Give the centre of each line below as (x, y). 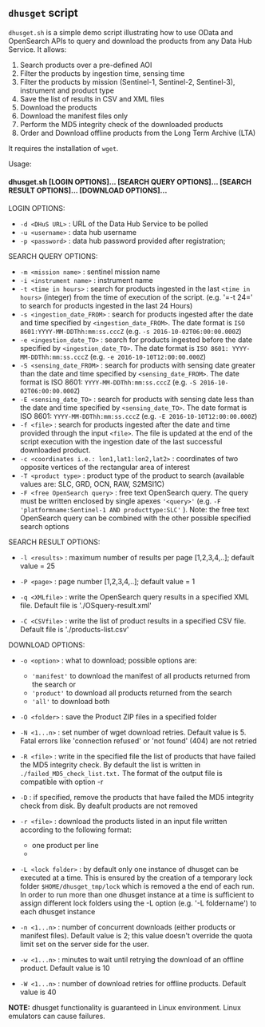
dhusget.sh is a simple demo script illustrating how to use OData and (121, 32)
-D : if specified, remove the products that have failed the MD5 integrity (136, 798)
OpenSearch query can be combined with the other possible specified (135, 518)
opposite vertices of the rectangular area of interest (105, 468)
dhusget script (43, 13)
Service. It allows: (38, 49)
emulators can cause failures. (57, 1016)
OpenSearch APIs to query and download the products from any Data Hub (131, 41)
